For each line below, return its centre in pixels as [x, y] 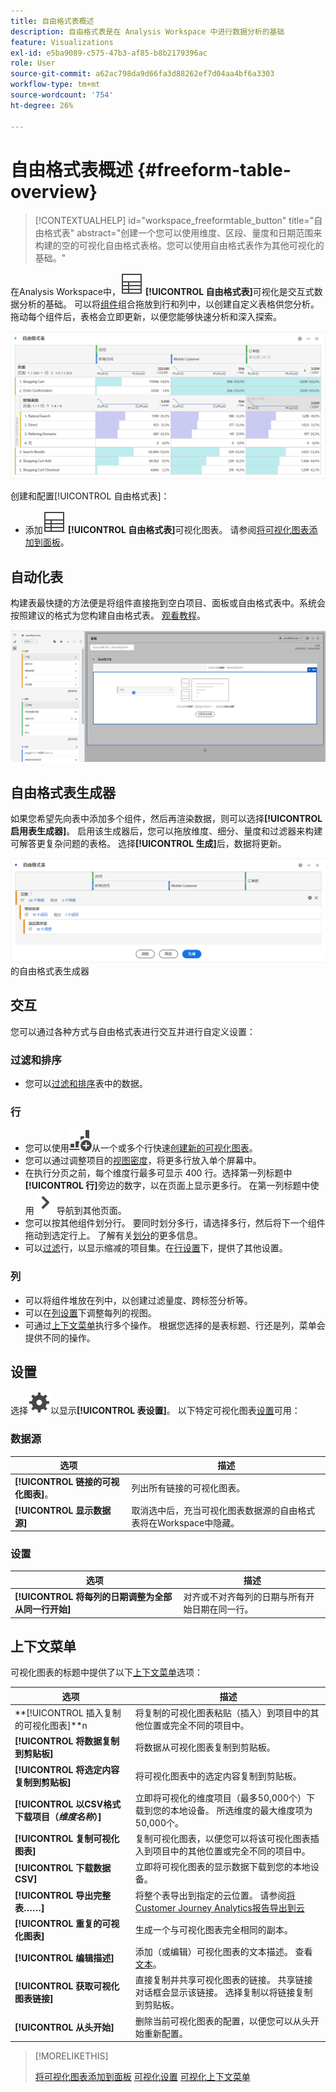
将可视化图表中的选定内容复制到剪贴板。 [218, 1776]
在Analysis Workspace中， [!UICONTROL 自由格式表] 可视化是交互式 [162, 292]
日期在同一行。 [222, 1609]
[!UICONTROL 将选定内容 [67, 1769]
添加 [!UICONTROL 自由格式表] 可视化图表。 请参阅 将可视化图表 [167, 530]
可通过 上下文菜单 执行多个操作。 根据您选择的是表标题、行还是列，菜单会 [175, 1325]
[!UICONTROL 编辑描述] [64, 1958]
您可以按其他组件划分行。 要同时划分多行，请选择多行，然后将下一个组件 [175, 1223]
